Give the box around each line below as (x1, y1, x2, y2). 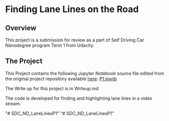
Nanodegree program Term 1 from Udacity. (5, 42, 95, 48)
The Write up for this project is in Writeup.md (5, 85, 99, 91)
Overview (5, 24, 37, 32)
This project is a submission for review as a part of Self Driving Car (5, 37, 145, 43)
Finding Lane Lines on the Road (5, 4, 139, 15)
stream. (5, 100, 21, 106)
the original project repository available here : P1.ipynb (5, 76, 117, 82)
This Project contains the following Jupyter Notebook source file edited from (5, 70, 164, 76)
